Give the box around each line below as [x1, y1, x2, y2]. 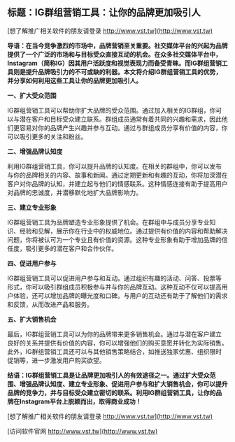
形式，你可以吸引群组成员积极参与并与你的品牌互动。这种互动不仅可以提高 [7, 283, 222, 291]
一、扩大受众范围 [7, 91, 57, 99]
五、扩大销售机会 [7, 315, 57, 323]
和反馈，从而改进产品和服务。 [7, 300, 93, 308]
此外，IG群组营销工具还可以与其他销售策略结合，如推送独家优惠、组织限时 [7, 347, 222, 355]
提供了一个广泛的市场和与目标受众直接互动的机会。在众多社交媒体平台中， [7, 50, 222, 58]
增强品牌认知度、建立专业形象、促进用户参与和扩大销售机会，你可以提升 [19, 380, 228, 388]
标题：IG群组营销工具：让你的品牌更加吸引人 [7, 6, 201, 19]
